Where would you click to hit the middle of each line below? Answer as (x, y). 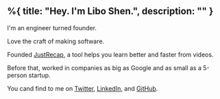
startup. (39, 75)
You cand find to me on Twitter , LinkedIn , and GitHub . (83, 88)
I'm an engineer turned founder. (52, 27)
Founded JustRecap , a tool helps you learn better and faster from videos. (110, 54)
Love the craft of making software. (56, 41)
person (17, 75)
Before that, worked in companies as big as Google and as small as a (105, 67)
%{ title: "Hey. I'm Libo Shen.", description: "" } (110, 11)
